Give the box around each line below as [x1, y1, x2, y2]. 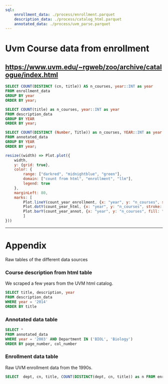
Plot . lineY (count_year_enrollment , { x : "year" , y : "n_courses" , [23, 200, 160, 205]
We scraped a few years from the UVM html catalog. [5, 280, 113, 286]
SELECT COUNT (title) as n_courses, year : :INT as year [5, 107, 120, 112]
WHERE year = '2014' [5, 299, 48, 304]
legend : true [23, 181, 50, 186]
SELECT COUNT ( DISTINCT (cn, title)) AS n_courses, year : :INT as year [5, 84, 153, 89]
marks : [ [14, 195, 32, 200]
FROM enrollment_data [5, 89, 50, 94]
